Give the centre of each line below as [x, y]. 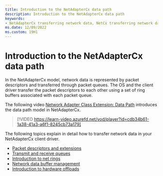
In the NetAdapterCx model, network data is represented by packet [72, 80]
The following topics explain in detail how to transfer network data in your [78, 133]
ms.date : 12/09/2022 [26, 28]
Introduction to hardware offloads [46, 169]
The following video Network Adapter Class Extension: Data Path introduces [81, 104]
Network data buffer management [46, 163]
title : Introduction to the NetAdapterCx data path [58, 9]
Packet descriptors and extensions [47, 148]
